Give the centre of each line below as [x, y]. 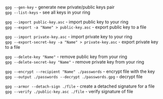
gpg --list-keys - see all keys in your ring [48, 12]
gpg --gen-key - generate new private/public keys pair [60, 7]
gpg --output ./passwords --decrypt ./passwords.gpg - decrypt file [74, 77]
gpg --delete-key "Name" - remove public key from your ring [66, 57]
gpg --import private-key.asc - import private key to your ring [69, 37]
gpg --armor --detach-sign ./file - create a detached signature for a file [80, 86]
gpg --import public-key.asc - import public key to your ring [67, 22]
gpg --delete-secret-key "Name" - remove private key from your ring [75, 62]
